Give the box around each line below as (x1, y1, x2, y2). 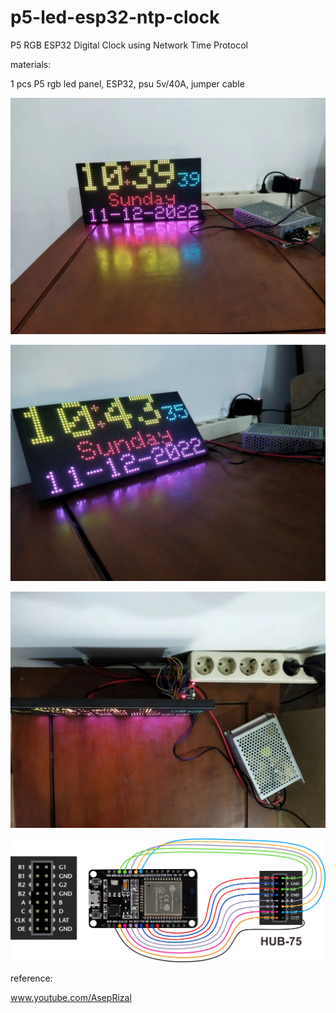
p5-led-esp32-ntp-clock (10, 6, 220, 29)
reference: (10, 972, 53, 985)
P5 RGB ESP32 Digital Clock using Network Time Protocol (10, 39, 248, 51)
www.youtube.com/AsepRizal (10, 992, 132, 1004)
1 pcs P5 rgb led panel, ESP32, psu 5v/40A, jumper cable (10, 77, 245, 90)
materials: (10, 58, 52, 70)
